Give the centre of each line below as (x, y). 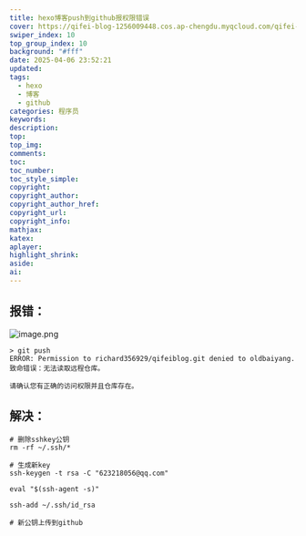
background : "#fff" (46, 52)
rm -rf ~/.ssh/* (40, 448)
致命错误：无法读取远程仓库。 (57, 368)
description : (34, 129)
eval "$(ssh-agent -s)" (55, 489)
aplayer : (26, 247)
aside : (22, 264)
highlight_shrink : (44, 255)
